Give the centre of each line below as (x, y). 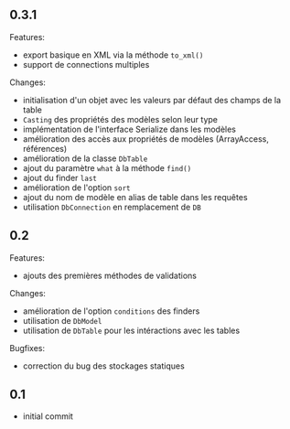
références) (45, 148)
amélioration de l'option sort (76, 188)
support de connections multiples (86, 64)
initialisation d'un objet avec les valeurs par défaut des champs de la (152, 100)
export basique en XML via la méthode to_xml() (113, 55)
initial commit (48, 416)
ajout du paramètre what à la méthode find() (107, 167)
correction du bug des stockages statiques (103, 366)
